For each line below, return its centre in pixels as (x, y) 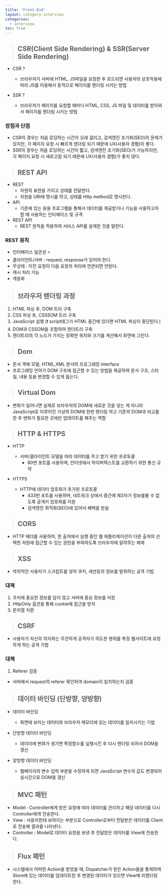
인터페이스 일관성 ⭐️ (31, 252)
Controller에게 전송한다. (36, 814)
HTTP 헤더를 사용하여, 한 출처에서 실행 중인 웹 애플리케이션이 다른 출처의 (83, 536)
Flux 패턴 (31, 856)
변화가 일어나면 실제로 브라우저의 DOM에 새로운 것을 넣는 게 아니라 (78, 405)
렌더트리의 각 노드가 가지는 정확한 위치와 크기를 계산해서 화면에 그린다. (81, 335)
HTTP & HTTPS (41, 434)
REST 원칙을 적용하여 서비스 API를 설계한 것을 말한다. (72, 226)
